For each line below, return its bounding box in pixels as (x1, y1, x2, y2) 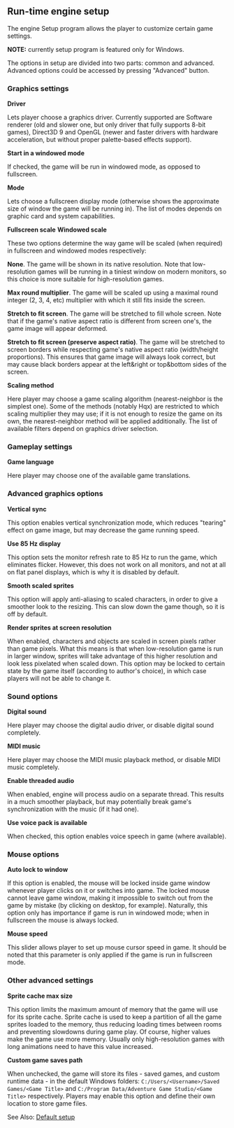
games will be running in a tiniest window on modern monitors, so (37, 267, 227, 276)
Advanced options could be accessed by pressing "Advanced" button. (7, 66, 210, 74)
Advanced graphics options (7, 489, 103, 499)
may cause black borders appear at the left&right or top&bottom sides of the (7, 360, 227, 369)
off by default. (7, 609, 48, 618)
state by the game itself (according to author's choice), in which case (7, 666, 207, 675)
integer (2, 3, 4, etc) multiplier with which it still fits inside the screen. (7, 296, 206, 304)
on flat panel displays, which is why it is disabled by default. (7, 567, 180, 576)
